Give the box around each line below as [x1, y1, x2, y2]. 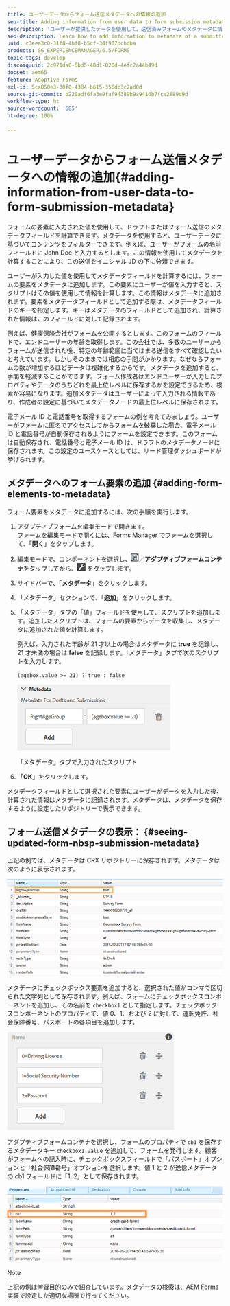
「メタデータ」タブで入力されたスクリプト [16, 757, 138, 766]
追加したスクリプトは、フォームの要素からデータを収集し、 [28, 617, 196, 625]
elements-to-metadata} [7, 488, 111, 501]
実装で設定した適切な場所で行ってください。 [7, 1292, 133, 1300]
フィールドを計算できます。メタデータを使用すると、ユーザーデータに [25, 231, 222, 240]
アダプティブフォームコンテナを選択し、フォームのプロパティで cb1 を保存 [7, 1138, 217, 1146]
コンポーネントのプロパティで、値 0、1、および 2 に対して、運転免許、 [12, 1009, 214, 1018]
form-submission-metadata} [7, 199, 175, 214]
